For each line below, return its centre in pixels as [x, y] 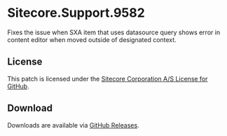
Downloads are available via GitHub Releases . [73, 125]
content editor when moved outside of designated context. [92, 39]
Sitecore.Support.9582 [76, 13]
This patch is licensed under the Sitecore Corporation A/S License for [108, 79]
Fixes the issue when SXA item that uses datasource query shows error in [114, 32]
